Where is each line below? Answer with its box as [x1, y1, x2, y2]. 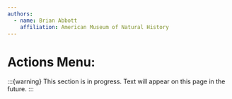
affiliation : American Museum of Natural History [20, 23, 170, 30]
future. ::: [7, 85, 34, 93]
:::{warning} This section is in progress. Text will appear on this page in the [7, 77, 226, 86]
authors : [7, 10, 33, 18]
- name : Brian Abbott [13, 17, 78, 24]
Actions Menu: [7, 54, 95, 70]
